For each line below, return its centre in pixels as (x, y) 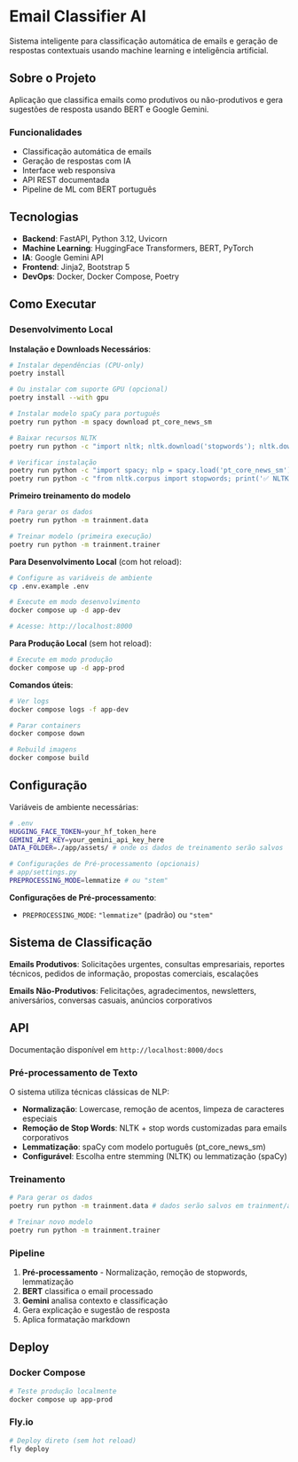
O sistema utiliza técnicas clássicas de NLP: (90, 1092)
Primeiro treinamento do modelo (70, 496)
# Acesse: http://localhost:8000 (71, 627)
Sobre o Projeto (53, 79)
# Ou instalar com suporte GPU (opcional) (89, 389)
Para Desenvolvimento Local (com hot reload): (95, 561)
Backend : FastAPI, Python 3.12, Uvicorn (94, 238)
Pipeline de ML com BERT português (89, 189)
